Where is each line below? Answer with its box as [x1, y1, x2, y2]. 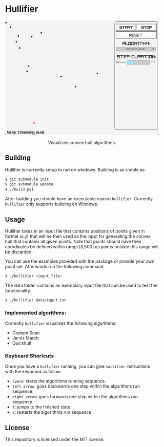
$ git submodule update [5, 182, 54, 187]
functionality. [5, 287, 32, 294]
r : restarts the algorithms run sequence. [12, 409, 93, 415]
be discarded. [5, 249, 33, 255]
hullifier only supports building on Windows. [5, 201, 99, 207]
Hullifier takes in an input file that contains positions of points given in [5, 228, 145, 234]
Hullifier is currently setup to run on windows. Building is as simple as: [5, 167, 146, 172]
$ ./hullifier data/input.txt [5, 298, 67, 302]
